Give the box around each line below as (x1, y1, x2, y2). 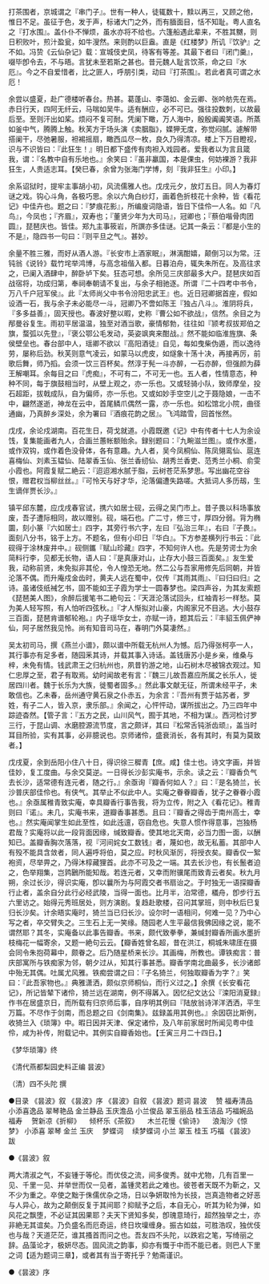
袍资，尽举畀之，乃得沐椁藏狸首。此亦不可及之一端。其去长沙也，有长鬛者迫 (8, 858, 261, 867)
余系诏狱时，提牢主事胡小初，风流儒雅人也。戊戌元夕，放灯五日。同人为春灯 (8, 181, 261, 191)
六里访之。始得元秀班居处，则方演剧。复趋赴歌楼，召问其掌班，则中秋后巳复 (8, 898, 261, 907)
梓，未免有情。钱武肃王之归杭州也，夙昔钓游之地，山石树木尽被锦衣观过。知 (8, 660, 261, 669)
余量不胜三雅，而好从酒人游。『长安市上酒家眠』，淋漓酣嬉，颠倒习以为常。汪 (8, 248, 261, 258)
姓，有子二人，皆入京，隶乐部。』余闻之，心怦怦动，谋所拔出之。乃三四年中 (8, 701, 258, 709)
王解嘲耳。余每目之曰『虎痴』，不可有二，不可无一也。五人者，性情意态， (8, 369, 251, 378)
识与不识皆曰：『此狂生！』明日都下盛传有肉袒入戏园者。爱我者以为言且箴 (8, 144, 251, 154)
